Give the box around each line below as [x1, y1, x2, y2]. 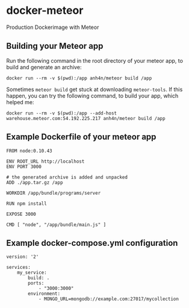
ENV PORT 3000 [6, 163, 42, 169]
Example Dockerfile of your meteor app [6, 132, 156, 142]
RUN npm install [6, 200, 47, 207]
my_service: [17, 269, 47, 276]
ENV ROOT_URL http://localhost [6, 158, 85, 165]
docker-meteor [6, 4, 84, 17]
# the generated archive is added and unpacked [6, 174, 128, 180]
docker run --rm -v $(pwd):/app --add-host [6, 110, 117, 116]
